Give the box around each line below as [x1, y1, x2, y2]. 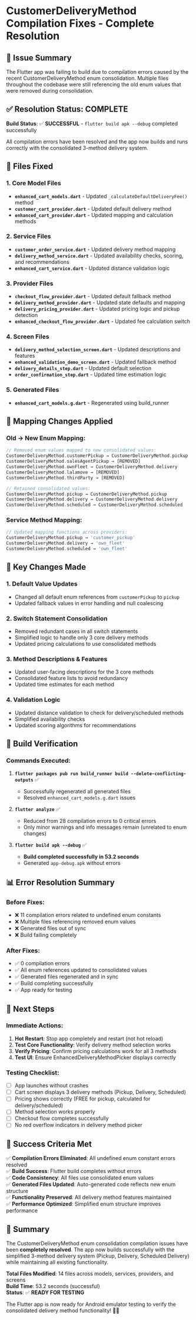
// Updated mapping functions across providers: [6, 530, 128, 535]
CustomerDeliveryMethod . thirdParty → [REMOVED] [6, 475, 125, 481]
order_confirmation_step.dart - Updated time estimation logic [14, 371, 167, 378]
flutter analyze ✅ [14, 806, 61, 813]
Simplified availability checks [14, 715, 85, 723]
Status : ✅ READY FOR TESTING [6, 1289, 85, 1296]
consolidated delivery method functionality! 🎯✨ [6, 1307, 119, 1314]
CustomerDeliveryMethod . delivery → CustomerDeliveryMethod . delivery [6, 496, 178, 502]
